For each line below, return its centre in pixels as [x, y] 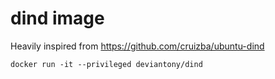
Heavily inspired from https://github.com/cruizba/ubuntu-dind [137, 46]
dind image [57, 18]
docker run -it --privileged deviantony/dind [106, 64]
